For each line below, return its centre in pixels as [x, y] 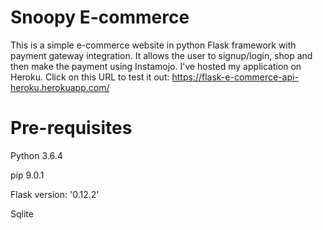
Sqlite [22, 213]
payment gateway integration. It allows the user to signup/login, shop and [161, 55]
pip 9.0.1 [27, 175]
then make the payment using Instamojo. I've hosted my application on [156, 66]
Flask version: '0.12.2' [55, 194]
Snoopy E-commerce [100, 17]
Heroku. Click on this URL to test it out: [90, 77]
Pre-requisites [71, 128]
